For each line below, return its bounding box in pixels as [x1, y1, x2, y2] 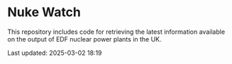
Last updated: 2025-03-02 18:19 [7, 49, 102, 57]
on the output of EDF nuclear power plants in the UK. [7, 34, 162, 43]
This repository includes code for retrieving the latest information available [7, 27, 226, 36]
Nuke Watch [7, 4, 82, 20]
